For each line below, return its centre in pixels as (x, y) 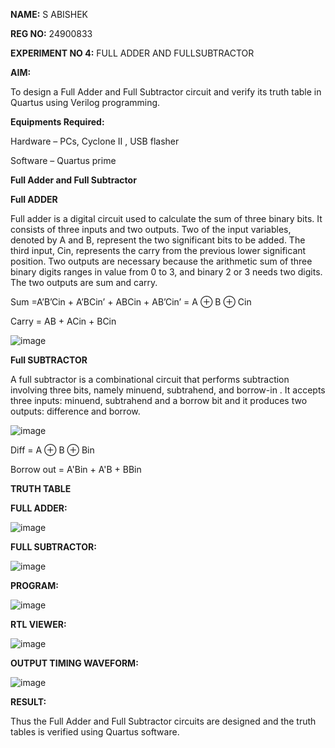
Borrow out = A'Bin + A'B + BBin (76, 469)
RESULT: (28, 702)
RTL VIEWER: (38, 624)
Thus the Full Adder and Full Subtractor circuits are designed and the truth (163, 721)
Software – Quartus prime (63, 160)
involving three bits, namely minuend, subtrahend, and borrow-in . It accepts (168, 390)
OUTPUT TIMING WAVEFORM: (74, 663)
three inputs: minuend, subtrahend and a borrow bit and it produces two (159, 400)
